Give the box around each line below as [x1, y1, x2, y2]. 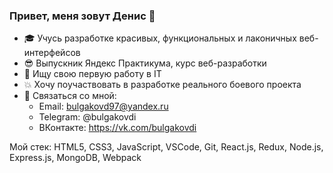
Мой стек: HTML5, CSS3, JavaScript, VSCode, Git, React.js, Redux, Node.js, [9, 141, 324, 153]
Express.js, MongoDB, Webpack [9, 152, 142, 164]
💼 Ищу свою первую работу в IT [23, 68, 162, 80]
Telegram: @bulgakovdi [38, 111, 137, 123]
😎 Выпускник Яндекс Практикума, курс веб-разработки [23, 57, 267, 69]
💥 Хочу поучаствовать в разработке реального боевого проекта [23, 79, 302, 91]
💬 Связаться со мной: [23, 90, 117, 102]
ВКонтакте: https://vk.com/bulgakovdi [38, 122, 197, 134]
